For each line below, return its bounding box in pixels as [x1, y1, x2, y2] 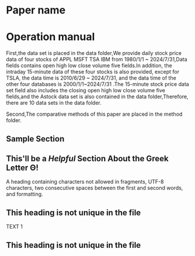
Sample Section [6, 134, 65, 144]
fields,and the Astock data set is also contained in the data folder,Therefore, [6, 93, 189, 100]
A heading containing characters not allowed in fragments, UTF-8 [6, 178, 164, 185]
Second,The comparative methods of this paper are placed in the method [6, 110, 183, 117]
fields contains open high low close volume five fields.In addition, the [6, 62, 172, 69]
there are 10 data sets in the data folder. [6, 99, 102, 106]
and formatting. [6, 191, 43, 198]
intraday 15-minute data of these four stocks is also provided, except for [6, 68, 180, 75]
